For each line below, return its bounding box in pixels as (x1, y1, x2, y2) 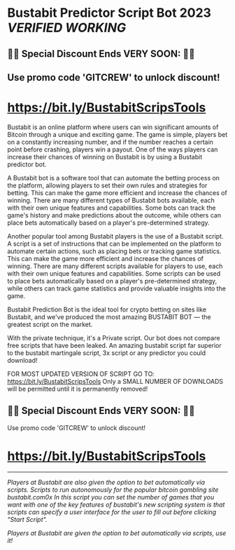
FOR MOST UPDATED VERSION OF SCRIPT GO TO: (7, 370, 155, 378)
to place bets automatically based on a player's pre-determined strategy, (7, 276, 218, 285)
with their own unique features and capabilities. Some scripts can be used (7, 269, 221, 278)
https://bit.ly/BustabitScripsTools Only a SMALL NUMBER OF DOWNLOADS (7, 377, 224, 385)
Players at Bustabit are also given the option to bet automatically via (7, 478, 205, 486)
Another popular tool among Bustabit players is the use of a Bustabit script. (7, 232, 224, 240)
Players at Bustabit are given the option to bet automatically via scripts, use (7, 528, 227, 537)
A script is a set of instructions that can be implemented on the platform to (7, 239, 222, 248)
